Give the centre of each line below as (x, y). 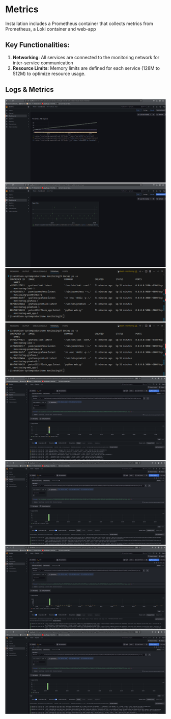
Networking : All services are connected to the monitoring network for (86, 57)
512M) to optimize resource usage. (49, 73)
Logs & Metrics (30, 90)
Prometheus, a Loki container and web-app (51, 29)
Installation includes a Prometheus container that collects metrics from (79, 23)
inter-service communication (43, 63)
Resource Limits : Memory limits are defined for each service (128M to (86, 68)
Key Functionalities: (37, 45)
